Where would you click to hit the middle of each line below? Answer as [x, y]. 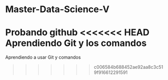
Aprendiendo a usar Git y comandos [43, 57]
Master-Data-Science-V [57, 9]
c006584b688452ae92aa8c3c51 [129, 67]
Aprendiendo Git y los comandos [76, 43]
